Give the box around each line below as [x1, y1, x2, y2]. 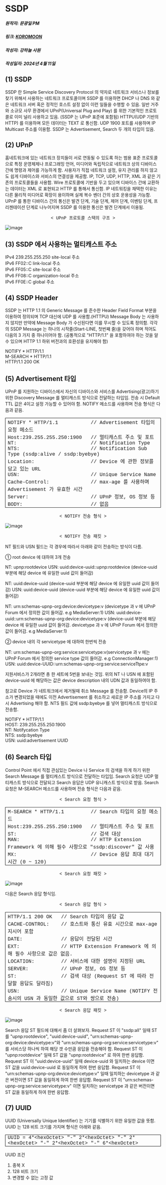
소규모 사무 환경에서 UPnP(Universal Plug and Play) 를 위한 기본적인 [10, 108, 144, 113]
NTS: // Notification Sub [7, 445, 147, 452]
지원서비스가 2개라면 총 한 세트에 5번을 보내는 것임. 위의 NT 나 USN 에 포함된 [5, 671, 155, 677]
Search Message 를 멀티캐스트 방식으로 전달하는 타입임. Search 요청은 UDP [5, 773, 154, 779]
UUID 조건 [5, 1151, 26, 1157]
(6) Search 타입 [5, 753, 52, 761]
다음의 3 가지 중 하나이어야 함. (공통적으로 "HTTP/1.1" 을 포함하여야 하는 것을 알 [5, 332, 159, 338]
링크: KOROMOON [5, 34, 42, 40]
